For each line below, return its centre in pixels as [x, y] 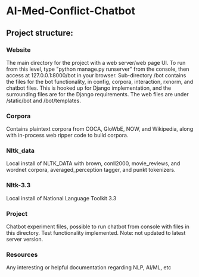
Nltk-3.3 [18, 185]
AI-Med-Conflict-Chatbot [71, 11]
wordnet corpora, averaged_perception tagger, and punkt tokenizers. [91, 170]
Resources [22, 254]
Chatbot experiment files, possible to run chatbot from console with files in [98, 226]
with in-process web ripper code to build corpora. [67, 136]
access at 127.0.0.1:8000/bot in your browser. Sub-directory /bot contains [96, 75]
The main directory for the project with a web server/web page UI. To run [96, 62]
